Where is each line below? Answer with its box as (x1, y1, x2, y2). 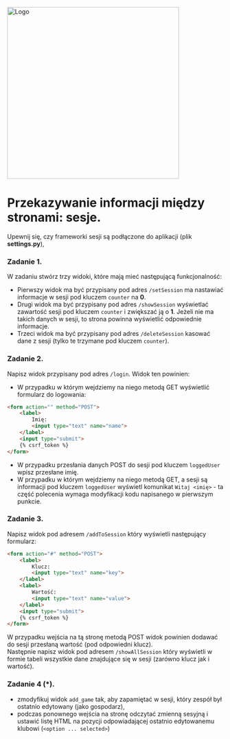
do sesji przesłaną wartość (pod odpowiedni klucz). (7, 640, 153, 648)
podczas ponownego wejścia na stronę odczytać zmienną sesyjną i (16, 709, 208, 718)
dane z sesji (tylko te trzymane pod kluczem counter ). (16, 337, 170, 345)
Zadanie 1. (7, 257, 43, 266)
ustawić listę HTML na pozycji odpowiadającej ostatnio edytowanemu (16, 717, 215, 725)
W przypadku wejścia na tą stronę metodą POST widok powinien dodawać (7, 633, 218, 641)
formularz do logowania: (16, 390, 87, 398)
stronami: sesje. (7, 209, 102, 225)
